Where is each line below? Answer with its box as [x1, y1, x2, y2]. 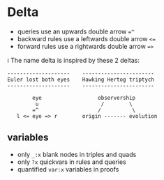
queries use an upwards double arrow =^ [17, 27, 135, 36]
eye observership [32, 94, 136, 101]
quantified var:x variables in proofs [17, 165, 119, 173]
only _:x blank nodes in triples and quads [17, 150, 137, 158]
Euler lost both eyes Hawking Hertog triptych [7, 76, 155, 83]
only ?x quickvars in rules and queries [17, 158, 127, 166]
